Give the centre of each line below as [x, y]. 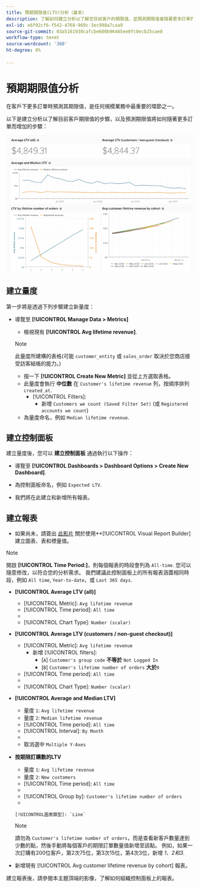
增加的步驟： [32, 126]
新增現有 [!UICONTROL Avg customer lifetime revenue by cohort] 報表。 [102, 866]
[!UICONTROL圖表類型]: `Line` [50, 815]
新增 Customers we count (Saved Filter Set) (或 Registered [115, 403]
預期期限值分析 [43, 88]
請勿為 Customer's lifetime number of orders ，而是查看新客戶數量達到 [102, 838]
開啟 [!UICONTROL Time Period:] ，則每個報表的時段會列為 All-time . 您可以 [99, 565]
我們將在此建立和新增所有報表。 [54, 497]
